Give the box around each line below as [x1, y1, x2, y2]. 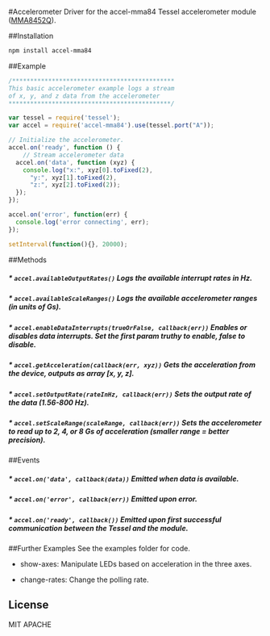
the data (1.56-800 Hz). [8, 397, 90, 407]
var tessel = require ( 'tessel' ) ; [8, 114, 121, 122]
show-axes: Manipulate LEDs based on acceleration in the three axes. [19, 559, 252, 569]
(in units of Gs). [8, 302, 62, 312]
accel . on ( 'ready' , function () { [8, 144, 121, 152]
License [8, 598, 49, 612]
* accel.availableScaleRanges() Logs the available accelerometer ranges [8, 294, 258, 303]
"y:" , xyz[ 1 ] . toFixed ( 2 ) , [29, 174, 117, 182]
